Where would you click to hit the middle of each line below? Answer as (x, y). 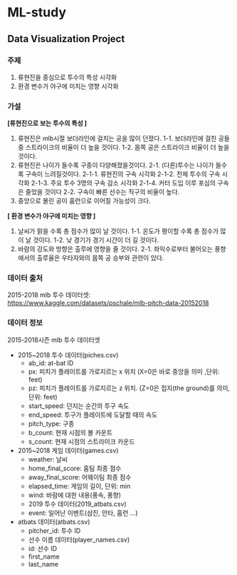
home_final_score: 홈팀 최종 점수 (75, 468)
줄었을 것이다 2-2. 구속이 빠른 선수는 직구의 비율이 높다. (102, 192)
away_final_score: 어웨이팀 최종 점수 (80, 477)
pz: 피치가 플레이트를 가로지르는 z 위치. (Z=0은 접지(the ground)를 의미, (129, 388)
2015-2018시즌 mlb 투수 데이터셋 (54, 340)
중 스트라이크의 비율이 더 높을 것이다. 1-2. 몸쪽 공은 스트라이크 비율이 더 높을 (123, 148)
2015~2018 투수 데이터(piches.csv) (68, 355)
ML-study (37, 12)
